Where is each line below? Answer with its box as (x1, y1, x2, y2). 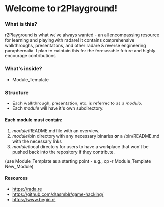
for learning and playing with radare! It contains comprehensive (5, 37, 135, 43)
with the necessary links (12, 138, 62, 144)
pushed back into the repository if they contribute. (12, 149, 115, 155)
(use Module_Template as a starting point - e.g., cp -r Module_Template (5, 158, 151, 164)
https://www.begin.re (12, 197, 56, 203)
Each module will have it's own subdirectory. (12, 105, 104, 111)
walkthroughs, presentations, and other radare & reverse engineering (5, 43, 146, 49)
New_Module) (5, 164, 34, 170)
